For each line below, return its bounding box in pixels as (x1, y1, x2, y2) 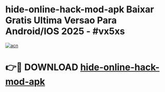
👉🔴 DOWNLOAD (5, 62, 78, 73)
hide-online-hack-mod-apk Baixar (5, 4, 154, 15)
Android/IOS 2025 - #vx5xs (5, 26, 125, 37)
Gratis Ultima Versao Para (5, 14, 117, 26)
